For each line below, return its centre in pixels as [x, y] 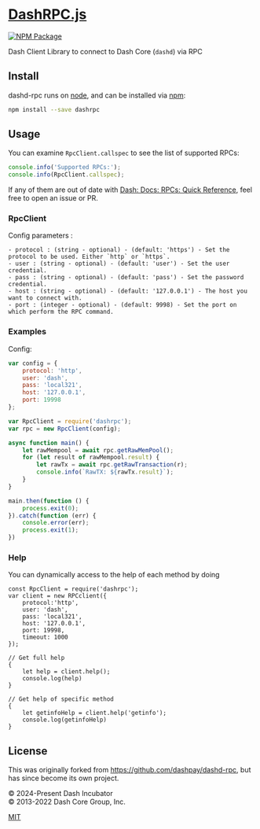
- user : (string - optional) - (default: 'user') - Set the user [119, 264]
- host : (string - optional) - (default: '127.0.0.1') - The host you [128, 291]
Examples [27, 332]
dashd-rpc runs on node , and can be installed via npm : [97, 95]
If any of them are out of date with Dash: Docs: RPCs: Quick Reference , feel [130, 190]
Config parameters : [40, 236]
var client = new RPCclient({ [58, 596]
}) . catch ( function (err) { [52, 516]
